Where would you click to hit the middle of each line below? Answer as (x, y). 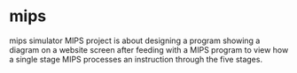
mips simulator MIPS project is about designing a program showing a (135, 40)
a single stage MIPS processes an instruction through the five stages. (136, 59)
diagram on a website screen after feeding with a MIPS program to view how (149, 49)
